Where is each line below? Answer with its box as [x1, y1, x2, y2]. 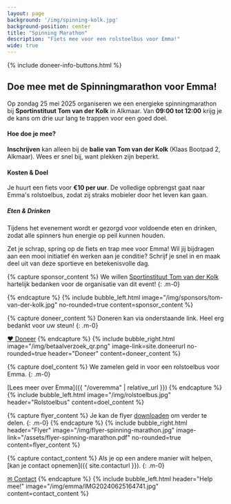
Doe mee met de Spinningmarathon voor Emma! [7, 81, 217, 93]
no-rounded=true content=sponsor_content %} [59, 301, 194, 309]
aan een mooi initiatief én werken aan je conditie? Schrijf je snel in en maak [7, 252, 221, 261]
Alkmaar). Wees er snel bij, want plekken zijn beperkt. [7, 152, 160, 161]
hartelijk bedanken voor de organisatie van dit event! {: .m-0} [7, 280, 181, 288]
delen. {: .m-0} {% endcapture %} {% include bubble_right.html [7, 419, 188, 427]
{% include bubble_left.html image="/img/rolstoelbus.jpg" [7, 391, 171, 399]
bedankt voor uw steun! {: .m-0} [7, 321, 99, 330]
